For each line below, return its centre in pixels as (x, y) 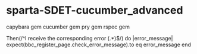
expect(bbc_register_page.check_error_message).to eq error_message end (99, 45)
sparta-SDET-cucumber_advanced (95, 10)
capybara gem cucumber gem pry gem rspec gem (68, 27)
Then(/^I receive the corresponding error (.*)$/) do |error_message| (90, 38)
